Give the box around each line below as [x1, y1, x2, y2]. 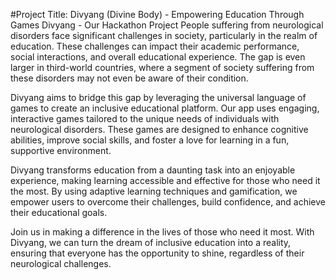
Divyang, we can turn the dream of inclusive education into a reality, [10, 237, 292, 248]
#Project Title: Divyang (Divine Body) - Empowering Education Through [10, 9, 305, 20]
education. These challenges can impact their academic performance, [10, 40, 300, 52]
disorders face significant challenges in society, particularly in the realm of [10, 30, 318, 41]
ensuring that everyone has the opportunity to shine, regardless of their [10, 247, 305, 259]
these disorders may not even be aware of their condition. [10, 72, 249, 84]
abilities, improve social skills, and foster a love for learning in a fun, [10, 134, 290, 146]
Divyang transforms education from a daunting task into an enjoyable [10, 164, 296, 176]
